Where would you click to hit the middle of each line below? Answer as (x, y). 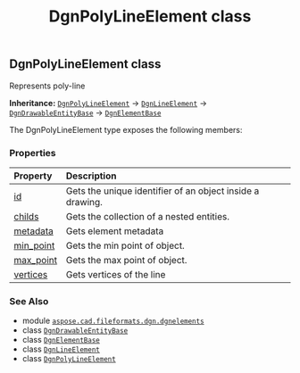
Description (91, 176)
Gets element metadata (115, 231)
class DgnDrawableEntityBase (75, 330)
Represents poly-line (47, 86)
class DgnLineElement (61, 349)
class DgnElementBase (61, 340)
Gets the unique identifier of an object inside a (162, 191)
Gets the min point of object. (125, 245)
